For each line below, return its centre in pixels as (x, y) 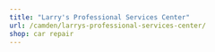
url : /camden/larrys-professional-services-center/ (107, 26)
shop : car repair (42, 33)
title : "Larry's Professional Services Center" (100, 17)
